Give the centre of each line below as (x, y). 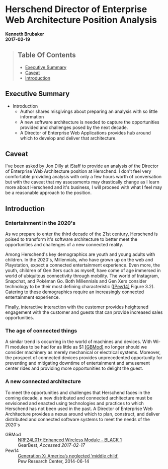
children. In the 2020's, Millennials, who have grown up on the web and (79, 260)
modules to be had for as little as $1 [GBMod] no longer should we (78, 347)
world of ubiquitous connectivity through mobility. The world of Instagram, (82, 276)
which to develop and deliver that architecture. (68, 138)
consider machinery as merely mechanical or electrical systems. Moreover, (83, 352)
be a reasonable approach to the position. (49, 193)
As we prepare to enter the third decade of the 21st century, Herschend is (81, 234)
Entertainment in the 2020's (40, 223)
